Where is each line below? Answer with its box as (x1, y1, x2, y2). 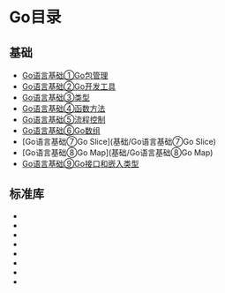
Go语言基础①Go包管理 (21, 71, 109, 80)
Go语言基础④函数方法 (21, 103, 106, 114)
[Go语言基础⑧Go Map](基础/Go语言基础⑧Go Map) (21, 147, 214, 158)
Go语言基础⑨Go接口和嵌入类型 (21, 159, 139, 169)
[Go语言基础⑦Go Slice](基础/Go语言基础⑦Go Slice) (21, 137, 216, 146)
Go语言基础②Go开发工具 (21, 81, 116, 92)
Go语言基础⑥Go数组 (21, 125, 101, 136)
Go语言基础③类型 (21, 93, 91, 102)
